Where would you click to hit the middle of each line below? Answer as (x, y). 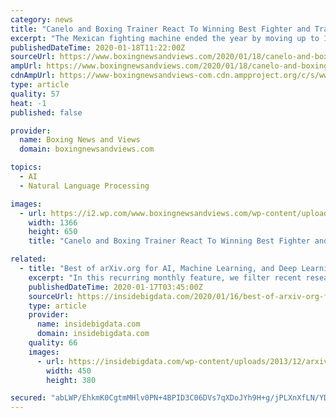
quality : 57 (35, 94)
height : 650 (53, 232)
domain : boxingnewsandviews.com (87, 149)
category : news (42, 19)
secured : (28, 398)
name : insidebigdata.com (88, 324)
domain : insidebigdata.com (93, 334)
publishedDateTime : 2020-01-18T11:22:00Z (98, 47)
